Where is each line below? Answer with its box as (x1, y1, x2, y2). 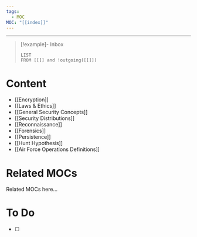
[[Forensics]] (14, 127, 46, 135)
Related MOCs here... (6, 186, 57, 193)
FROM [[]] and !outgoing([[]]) (20, 57, 97, 63)
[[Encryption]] (14, 96, 49, 103)
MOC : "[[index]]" (6, 19, 49, 25)
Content (6, 77, 47, 90)
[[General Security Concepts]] (14, 109, 88, 116)
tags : (6, 8, 19, 15)
